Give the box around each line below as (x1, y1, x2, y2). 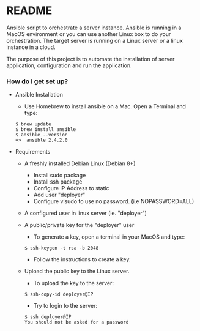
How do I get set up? (6, 77, 69, 86)
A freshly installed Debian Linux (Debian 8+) (24, 160, 136, 167)
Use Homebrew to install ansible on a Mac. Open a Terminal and (24, 103, 187, 110)
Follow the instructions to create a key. (33, 256, 131, 263)
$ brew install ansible (15, 127, 76, 133)
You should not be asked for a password (24, 319, 129, 325)
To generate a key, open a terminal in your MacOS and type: (33, 233, 185, 240)
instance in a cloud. (6, 43, 56, 51)
